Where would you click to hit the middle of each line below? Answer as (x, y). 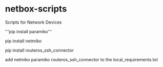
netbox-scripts (36, 9)
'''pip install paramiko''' (29, 31)
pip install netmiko (23, 41)
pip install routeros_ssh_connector (40, 50)
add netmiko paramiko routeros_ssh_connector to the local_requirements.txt (81, 59)
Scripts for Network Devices (33, 22)
